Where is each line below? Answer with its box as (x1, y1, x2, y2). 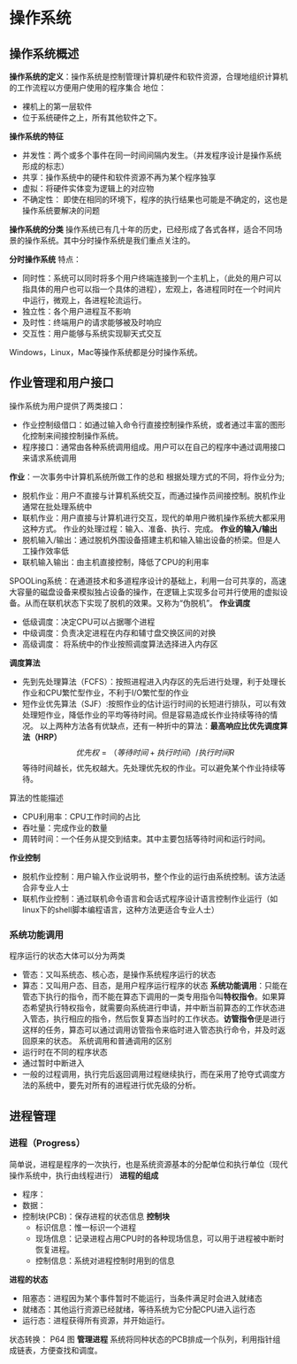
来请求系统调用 (21, 453, 77, 463)
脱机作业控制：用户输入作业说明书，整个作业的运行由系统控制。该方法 (21, 871, 278, 881)
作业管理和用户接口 (9, 376, 114, 391)
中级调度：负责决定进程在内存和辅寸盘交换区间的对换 (21, 627, 217, 638)
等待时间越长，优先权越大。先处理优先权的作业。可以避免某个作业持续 (21, 763, 278, 773)
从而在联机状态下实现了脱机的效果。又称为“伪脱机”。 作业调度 (24, 597, 251, 608)
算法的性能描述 (9, 792, 64, 802)
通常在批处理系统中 (21, 501, 93, 512)
